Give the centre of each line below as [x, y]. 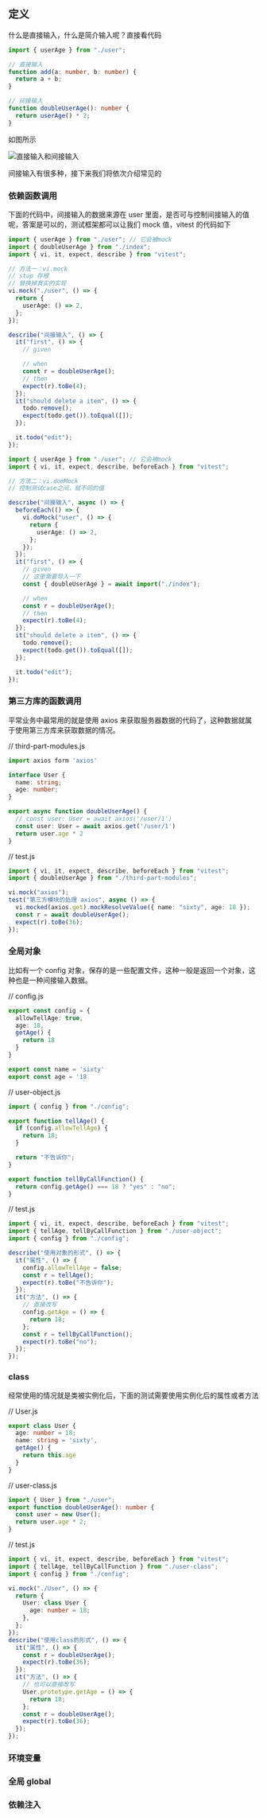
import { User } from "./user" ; [62, 1500]
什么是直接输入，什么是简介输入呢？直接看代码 [85, 35]
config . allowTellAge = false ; [73, 1267]
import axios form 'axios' [53, 761]
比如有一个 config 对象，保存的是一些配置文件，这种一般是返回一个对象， [128, 970]
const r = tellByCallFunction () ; [78, 1334]
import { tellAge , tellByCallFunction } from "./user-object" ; [115, 1231]
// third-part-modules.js [47, 745]
